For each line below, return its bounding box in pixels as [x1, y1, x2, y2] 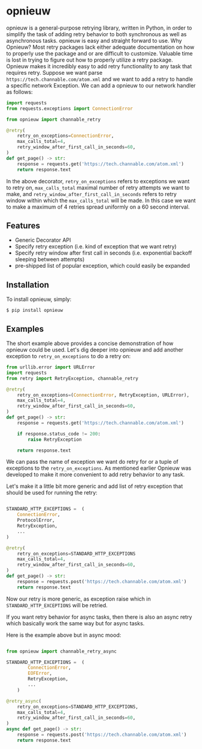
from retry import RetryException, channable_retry [6, 375, 138, 381]
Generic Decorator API [14, 236, 71, 244]
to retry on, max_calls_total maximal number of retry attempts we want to [6, 184, 190, 191]
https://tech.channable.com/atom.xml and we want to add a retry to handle [6, 75, 194, 83]
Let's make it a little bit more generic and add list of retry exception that [6, 482, 183, 490]
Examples [6, 324, 44, 334]
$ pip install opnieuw [6, 308, 63, 314]
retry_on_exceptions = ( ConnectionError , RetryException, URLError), [17, 392, 189, 398]
